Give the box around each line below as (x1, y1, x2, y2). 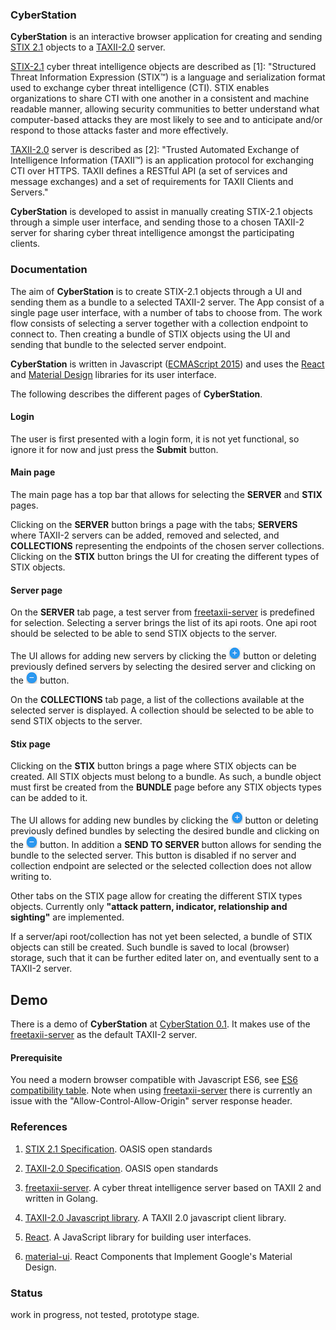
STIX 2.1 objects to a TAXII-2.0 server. (10, 41, 166, 53)
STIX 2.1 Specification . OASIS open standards (24, 1143, 213, 1155)
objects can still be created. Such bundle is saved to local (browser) (10, 941, 290, 953)
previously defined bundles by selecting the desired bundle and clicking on (10, 825, 320, 837)
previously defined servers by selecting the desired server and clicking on (10, 661, 316, 673)
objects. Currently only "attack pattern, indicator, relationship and (10, 901, 288, 913)
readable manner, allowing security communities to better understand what (10, 103, 320, 115)
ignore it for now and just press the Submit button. (10, 443, 219, 455)
